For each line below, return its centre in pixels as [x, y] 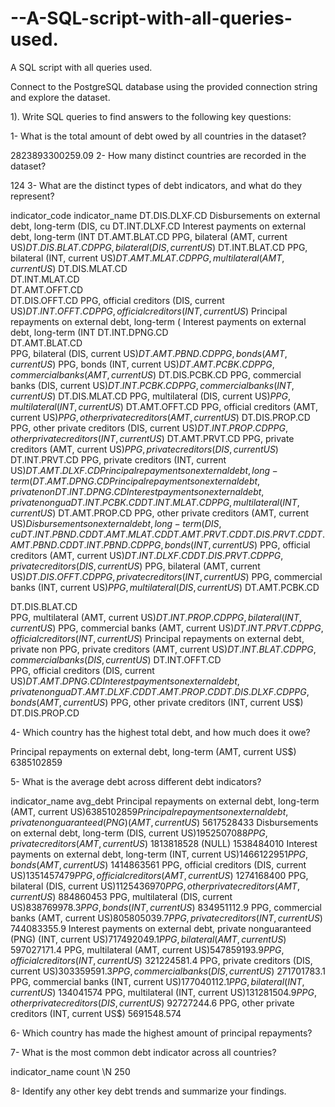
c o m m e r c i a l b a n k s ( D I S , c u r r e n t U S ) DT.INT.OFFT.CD [116, 659]
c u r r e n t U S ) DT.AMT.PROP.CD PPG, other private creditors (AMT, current [160, 513]
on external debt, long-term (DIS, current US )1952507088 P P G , [139, 833]
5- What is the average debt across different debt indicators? [136, 781]
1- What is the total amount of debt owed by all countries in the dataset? [158, 136]
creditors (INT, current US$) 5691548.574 [96, 1013]
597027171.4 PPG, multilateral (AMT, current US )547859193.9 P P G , [147, 949]
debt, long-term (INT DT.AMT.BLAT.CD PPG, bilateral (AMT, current [149, 236]
